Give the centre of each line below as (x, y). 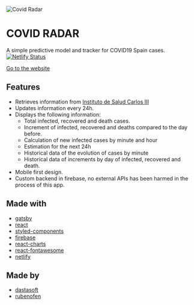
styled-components (39, 231)
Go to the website (28, 68)
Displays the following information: (58, 114)
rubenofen (28, 296)
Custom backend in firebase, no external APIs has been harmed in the (102, 178)
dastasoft (27, 290)
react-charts (30, 244)
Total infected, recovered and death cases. (77, 121)
